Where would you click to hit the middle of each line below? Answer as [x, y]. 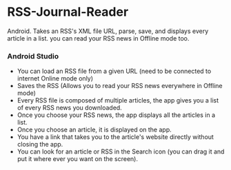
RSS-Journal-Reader [68, 12]
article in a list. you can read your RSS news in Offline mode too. [98, 38]
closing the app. [40, 145]
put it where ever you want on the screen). [77, 159]
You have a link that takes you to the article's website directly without [115, 137]
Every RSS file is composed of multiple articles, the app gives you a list [118, 100]
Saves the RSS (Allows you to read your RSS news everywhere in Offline [120, 86]
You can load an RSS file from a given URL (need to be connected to [114, 71]
